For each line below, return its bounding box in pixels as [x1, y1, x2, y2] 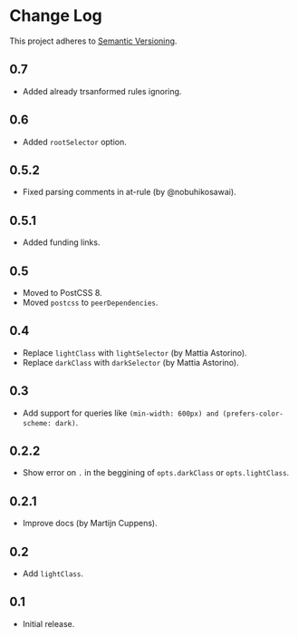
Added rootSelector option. [22, 136, 127, 147]
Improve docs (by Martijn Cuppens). [22, 518, 158, 529]
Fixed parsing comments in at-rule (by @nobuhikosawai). [22, 187, 237, 198]
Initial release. [22, 618, 75, 629]
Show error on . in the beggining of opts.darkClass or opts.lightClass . [22, 467, 290, 478]
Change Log [9, 5, 102, 26]
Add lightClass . [22, 568, 84, 579]
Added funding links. [22, 237, 101, 248]
